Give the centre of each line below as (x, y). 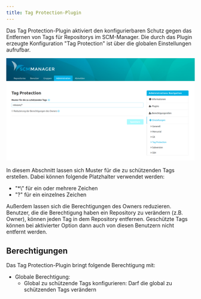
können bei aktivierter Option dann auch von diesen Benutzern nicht (90, 226)
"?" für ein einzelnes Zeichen (51, 195)
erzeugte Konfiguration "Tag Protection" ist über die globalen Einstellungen (99, 43)
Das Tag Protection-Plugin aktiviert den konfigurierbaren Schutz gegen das (99, 31)
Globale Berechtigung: (42, 277)
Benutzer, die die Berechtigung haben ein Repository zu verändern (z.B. (95, 213)
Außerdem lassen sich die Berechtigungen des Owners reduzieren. (89, 207)
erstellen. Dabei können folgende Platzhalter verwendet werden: (86, 177)
